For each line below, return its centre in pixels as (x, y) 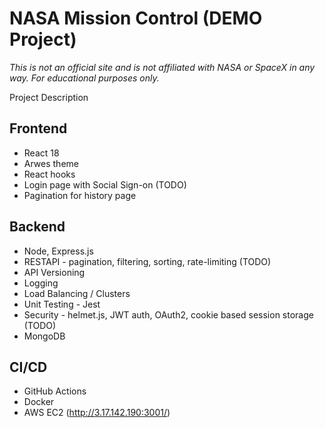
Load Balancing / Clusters (77, 293)
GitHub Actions (55, 391)
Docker (39, 402)
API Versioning (54, 272)
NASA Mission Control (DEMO (136, 18)
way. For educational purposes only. (84, 78)
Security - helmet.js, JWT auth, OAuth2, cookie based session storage (168, 314)
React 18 (41, 153)
